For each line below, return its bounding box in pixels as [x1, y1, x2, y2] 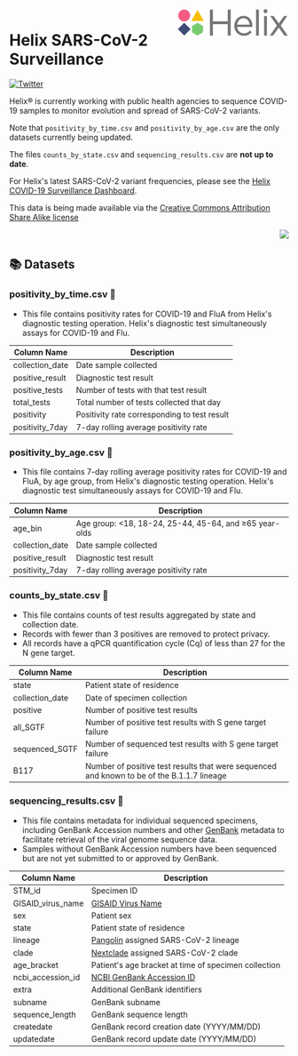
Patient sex [91, 910, 132, 921]
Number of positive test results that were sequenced [85, 760, 278, 772]
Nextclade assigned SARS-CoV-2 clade [91, 947, 239, 958]
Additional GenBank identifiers [91, 984, 202, 995]
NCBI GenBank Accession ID [91, 972, 196, 983]
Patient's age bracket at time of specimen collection [91, 959, 281, 970]
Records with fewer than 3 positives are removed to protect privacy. [21, 628, 271, 639]
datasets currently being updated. [9, 132, 133, 142]
